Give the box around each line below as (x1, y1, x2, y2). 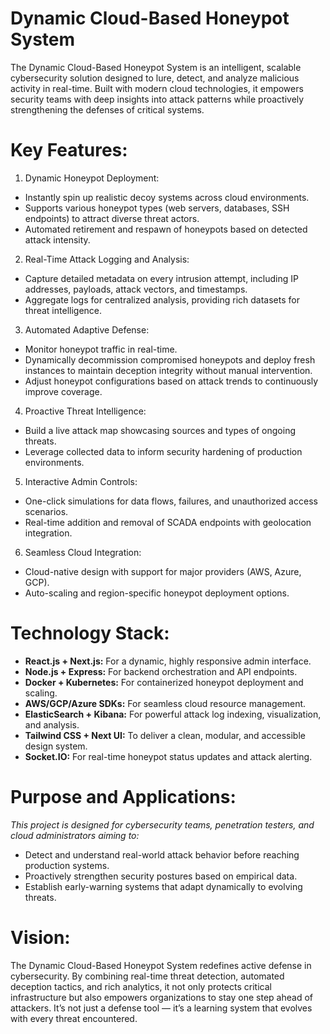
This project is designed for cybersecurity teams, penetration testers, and (10, 818, 315, 831)
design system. (24, 740, 88, 752)
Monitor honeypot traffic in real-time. (24, 343, 178, 355)
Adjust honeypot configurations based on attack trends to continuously (24, 375, 319, 387)
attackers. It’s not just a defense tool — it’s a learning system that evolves (10, 1002, 313, 1014)
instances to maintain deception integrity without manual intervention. (24, 364, 313, 376)
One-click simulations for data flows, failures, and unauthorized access (24, 495, 318, 507)
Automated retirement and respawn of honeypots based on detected (24, 223, 308, 235)
